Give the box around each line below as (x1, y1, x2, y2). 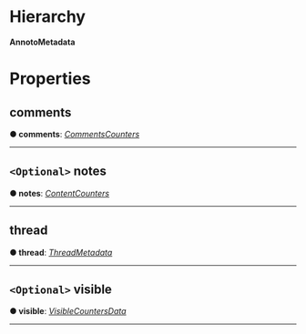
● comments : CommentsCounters (9, 128, 140, 139)
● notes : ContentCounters (9, 187, 110, 198)
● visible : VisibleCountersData (9, 306, 127, 317)
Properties (9, 68, 91, 89)
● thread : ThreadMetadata (9, 247, 113, 258)
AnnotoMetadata (9, 36, 76, 47)
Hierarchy (9, 6, 87, 27)
